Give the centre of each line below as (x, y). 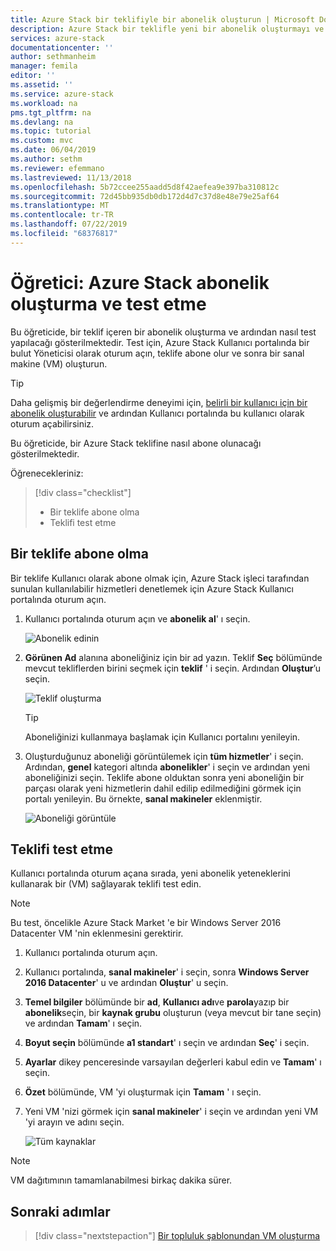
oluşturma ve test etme (108, 303)
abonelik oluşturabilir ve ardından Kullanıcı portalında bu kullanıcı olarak (157, 413)
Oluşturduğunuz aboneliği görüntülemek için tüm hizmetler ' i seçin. (164, 756)
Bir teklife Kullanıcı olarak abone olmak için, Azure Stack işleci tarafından (160, 578)
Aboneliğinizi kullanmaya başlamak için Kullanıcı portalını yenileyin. (162, 737)
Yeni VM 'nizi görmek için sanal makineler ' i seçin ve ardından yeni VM (171, 1112)
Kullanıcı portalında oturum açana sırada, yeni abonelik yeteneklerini (150, 873)
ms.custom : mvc (42, 141)
